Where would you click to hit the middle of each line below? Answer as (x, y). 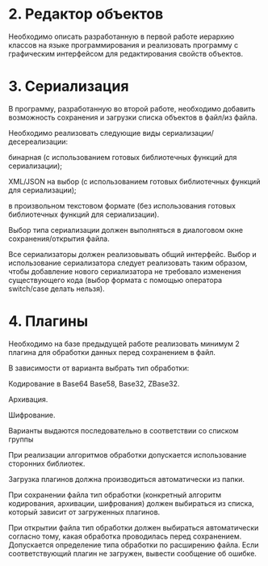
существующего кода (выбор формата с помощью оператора (115, 280)
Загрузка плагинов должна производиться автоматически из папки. (126, 479)
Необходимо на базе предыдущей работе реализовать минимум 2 (124, 344)
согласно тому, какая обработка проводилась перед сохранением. (125, 536)
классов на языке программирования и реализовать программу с (124, 44)
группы (21, 439)
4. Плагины (48, 321)
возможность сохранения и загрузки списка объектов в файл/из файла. (133, 117)
